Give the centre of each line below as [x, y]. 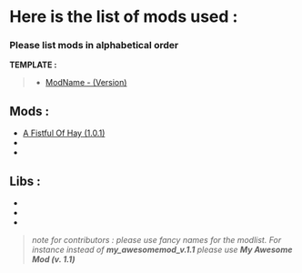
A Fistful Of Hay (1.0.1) [64, 133]
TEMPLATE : [33, 65]
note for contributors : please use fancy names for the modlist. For [156, 240]
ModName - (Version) [86, 83]
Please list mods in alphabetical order [94, 45]
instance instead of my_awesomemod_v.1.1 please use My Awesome [162, 250]
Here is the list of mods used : [124, 17]
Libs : [25, 181]
